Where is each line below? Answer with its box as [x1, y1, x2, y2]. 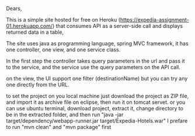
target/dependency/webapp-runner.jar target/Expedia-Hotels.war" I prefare [6, 117, 188, 124]
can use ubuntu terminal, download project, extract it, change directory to [6, 105, 184, 111]
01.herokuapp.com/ [6, 23, 53, 29]
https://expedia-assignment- [120, 16, 189, 23]
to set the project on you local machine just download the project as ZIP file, [6, 93, 189, 99]
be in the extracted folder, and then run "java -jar [6, 111, 124, 118]
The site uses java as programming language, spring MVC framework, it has [6, 40, 189, 47]
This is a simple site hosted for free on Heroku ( [6, 16, 121, 23]
